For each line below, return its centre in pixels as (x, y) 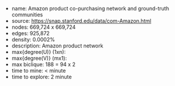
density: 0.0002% (33, 39)
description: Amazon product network (57, 46)
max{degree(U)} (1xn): (39, 52)
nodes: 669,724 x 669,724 (44, 27)
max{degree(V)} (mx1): (39, 58)
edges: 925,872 (30, 33)
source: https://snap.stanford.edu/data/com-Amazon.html (81, 21)
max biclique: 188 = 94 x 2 (44, 64)
